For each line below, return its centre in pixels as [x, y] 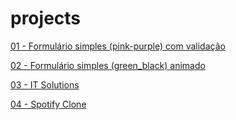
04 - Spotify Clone [48, 104]
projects [46, 18]
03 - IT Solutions [45, 84]
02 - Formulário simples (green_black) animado [108, 65]
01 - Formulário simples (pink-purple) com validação [118, 46]
